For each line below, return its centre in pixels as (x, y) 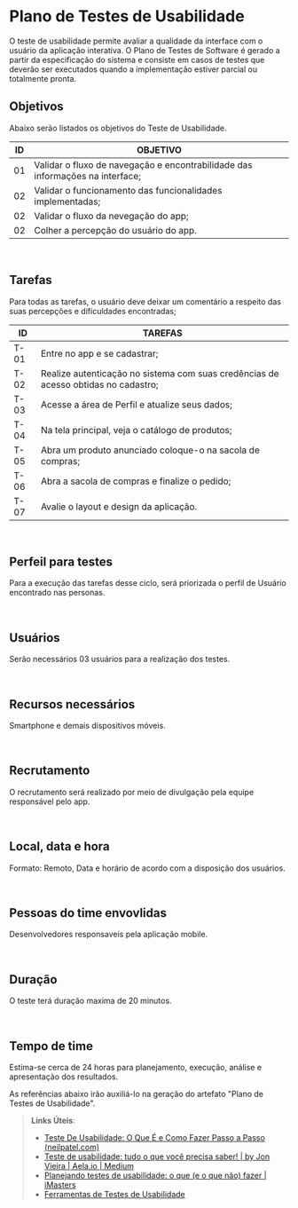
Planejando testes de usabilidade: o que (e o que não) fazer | (156, 1176)
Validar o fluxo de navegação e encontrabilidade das (143, 164)
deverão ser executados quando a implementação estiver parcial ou (133, 69)
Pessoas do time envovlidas (88, 913)
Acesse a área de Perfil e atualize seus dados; (136, 404)
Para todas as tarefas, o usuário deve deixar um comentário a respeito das (145, 301)
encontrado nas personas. (57, 593)
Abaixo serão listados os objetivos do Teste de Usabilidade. (118, 128)
